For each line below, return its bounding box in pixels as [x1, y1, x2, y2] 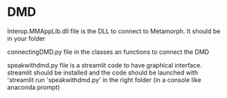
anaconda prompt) [7, 83, 60, 91]
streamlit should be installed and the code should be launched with [7, 68, 199, 77]
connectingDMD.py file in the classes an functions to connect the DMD [7, 48, 210, 56]
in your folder [7, 34, 46, 42]
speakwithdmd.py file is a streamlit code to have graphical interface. [7, 61, 202, 69]
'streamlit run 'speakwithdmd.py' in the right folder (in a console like [7, 75, 202, 84]
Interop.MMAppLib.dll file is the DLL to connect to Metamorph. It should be [7, 27, 221, 35]
